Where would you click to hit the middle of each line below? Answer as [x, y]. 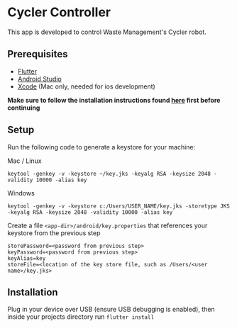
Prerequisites [38, 54]
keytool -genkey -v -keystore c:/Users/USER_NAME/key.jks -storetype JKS [119, 206]
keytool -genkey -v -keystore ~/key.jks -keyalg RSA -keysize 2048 [109, 174]
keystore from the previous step [54, 233]
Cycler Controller [59, 12]
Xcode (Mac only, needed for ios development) [87, 86]
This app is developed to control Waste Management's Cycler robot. [107, 32]
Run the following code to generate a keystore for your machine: [101, 147]
